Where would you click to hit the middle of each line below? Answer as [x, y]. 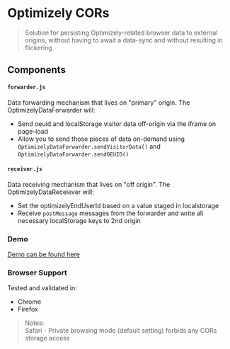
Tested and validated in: [42, 288]
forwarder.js [27, 87]
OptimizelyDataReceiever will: [51, 192]
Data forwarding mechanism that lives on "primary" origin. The [99, 102]
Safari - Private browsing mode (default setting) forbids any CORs [121, 331]
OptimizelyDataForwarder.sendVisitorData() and [89, 146]
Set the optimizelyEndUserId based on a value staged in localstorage [118, 205]
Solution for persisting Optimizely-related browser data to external [121, 33]
